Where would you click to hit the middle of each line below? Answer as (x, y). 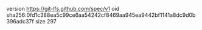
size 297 (46, 21)
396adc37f (20, 21)
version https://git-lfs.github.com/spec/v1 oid (63, 9)
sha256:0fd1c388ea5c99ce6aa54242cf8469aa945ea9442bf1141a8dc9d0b (101, 15)
